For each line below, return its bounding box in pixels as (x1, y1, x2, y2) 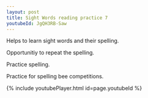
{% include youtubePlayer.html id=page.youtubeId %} (6, 85, 142, 92)
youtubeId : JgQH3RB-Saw (6, 20, 67, 26)
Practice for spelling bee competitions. (6, 73, 104, 80)
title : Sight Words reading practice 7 (6, 15, 108, 21)
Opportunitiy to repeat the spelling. (6, 49, 95, 56)
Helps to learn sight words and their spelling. (6, 37, 119, 45)
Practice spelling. (6, 61, 50, 68)
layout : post (6, 9, 40, 15)
